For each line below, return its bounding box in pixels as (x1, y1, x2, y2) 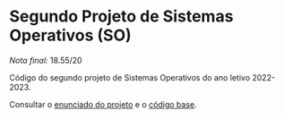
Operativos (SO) (9, 25, 132, 46)
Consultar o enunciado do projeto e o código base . (9, 98, 197, 109)
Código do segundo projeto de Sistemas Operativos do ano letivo (9, 72, 251, 82)
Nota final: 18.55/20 (9, 55, 82, 65)
